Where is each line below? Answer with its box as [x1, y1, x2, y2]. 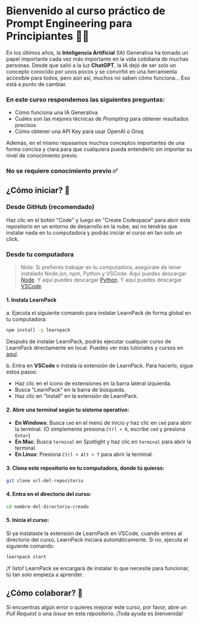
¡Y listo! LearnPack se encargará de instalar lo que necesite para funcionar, [6, 564, 190, 571]
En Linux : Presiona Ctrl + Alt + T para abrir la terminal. [14, 451, 153, 458]
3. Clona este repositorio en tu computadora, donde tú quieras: [6, 464, 165, 472]
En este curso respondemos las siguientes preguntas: [6, 95, 165, 103]
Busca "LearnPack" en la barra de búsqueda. [14, 386, 126, 393]
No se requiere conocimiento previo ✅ [6, 167, 118, 175]
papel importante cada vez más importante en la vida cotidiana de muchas [6, 55, 189, 62]
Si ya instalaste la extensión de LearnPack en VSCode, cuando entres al [6, 530, 182, 537]
